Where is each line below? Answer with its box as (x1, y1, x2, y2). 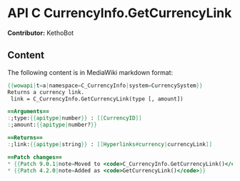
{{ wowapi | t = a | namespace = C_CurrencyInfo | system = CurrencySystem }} (7, 82, 203, 89)
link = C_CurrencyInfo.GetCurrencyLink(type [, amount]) (10, 95, 184, 103)
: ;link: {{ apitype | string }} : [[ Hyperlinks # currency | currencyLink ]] (7, 140, 213, 148)
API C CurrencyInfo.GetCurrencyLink (7, 5, 232, 21)
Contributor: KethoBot (7, 29, 74, 37)
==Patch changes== (7, 153, 62, 161)
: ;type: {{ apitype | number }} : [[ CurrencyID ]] (7, 115, 142, 122)
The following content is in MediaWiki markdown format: (7, 68, 174, 76)
